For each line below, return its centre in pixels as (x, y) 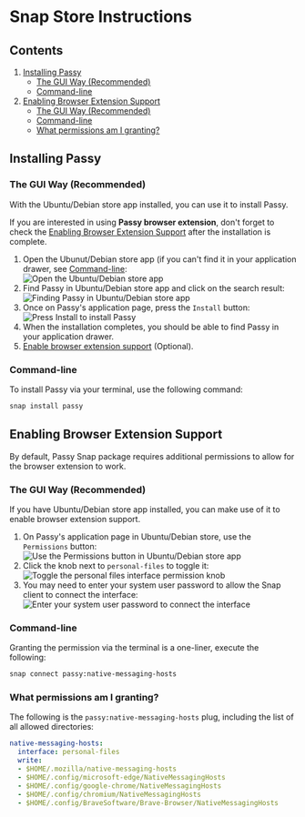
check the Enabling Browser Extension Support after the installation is (140, 232)
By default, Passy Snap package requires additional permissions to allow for (152, 456)
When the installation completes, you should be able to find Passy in (151, 327)
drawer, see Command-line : (75, 268)
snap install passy (46, 406)
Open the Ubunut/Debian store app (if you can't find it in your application (160, 259)
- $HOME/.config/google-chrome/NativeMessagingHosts (120, 786)
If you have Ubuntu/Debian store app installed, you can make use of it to (145, 509)
